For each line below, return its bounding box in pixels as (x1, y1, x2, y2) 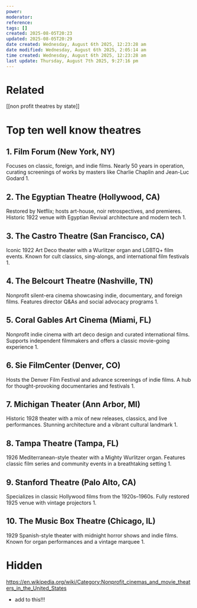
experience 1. (6, 343, 39, 351)
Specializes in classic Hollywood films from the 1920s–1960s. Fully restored (6, 493, 190, 500)
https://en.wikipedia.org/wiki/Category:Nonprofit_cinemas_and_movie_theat (6, 578, 191, 585)
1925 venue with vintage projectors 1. (6, 499, 97, 506)
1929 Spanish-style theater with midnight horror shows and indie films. (6, 531, 178, 539)
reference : (6, 19, 33, 25)
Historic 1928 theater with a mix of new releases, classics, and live (6, 415, 168, 422)
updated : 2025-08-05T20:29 (6, 36, 73, 42)
